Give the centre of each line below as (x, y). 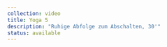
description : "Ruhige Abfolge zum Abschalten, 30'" (84, 26)
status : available (34, 33)
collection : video (34, 13)
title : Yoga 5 (28, 20)
